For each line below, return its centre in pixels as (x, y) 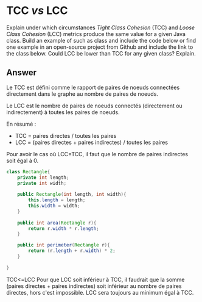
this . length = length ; (57, 200)
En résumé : (21, 124)
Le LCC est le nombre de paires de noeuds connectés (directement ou (94, 106)
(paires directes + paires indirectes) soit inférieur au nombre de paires (94, 286)
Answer (22, 73)
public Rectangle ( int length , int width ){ (72, 195)
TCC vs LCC (37, 11)
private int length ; (43, 178)
